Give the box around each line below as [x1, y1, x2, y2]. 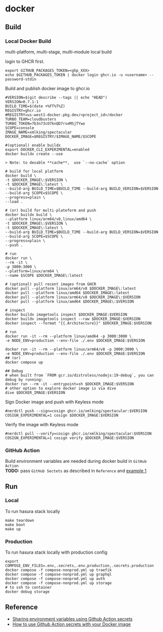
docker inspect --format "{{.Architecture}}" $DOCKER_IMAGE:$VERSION [5, 320, 152, 325]
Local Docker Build [5, 38, 51, 45]
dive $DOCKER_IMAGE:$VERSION [5, 390, 65, 395]
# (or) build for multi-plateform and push [5, 208, 97, 213]
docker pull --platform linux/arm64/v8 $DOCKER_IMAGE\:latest [5, 286, 136, 291]
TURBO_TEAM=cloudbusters [5, 117, 56, 122]
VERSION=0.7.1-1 [5, 99, 39, 104]
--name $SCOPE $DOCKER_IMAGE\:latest [5, 273, 83, 278]
